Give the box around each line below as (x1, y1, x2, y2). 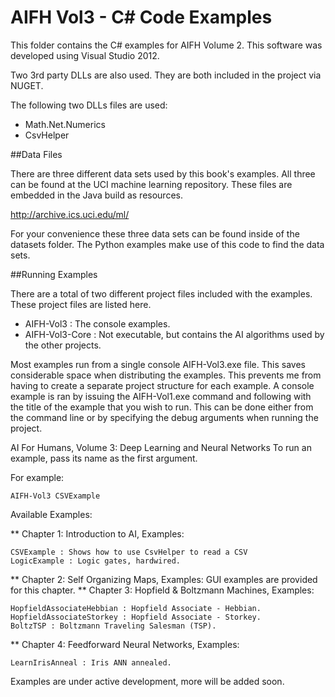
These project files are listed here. (10, 298, 152, 310)
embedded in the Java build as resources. (10, 189, 183, 201)
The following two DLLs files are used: (10, 99, 168, 111)
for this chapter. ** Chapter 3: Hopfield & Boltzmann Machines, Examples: (10, 584, 315, 596)
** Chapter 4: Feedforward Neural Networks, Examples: (10, 638, 240, 650)
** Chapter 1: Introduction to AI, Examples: (10, 527, 185, 540)
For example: (10, 471, 65, 483)
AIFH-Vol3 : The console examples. (24, 317, 171, 330)
